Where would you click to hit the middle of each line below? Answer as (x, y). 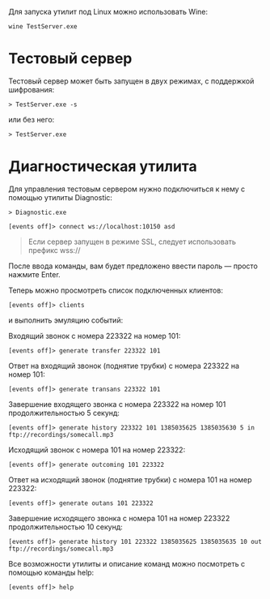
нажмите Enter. (34, 274)
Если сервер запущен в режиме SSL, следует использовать (132, 242)
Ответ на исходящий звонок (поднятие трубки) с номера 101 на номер (130, 479)
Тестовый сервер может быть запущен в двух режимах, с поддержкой (131, 81)
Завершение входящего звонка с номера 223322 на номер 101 (117, 404)
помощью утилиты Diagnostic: (61, 197)
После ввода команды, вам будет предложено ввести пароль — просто (133, 266)
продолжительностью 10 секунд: (65, 527)
